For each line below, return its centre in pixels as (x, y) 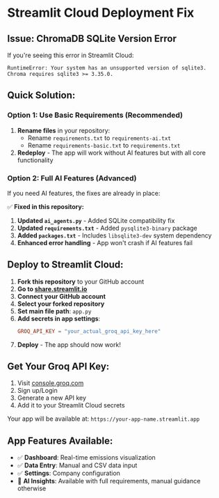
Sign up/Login (37, 391)
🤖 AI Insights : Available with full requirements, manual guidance (109, 481)
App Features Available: (60, 441)
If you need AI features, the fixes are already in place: (84, 193)
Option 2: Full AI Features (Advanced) (72, 178)
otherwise (32, 488)
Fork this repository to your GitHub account (81, 281)
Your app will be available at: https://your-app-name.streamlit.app (104, 419)
